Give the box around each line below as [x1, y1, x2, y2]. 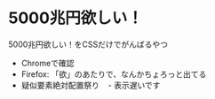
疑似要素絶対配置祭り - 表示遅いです [20, 80, 161, 90]
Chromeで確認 [20, 57, 75, 68]
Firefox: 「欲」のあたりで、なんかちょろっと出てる [20, 68, 207, 80]
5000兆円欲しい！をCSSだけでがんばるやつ [8, 39, 168, 49]
